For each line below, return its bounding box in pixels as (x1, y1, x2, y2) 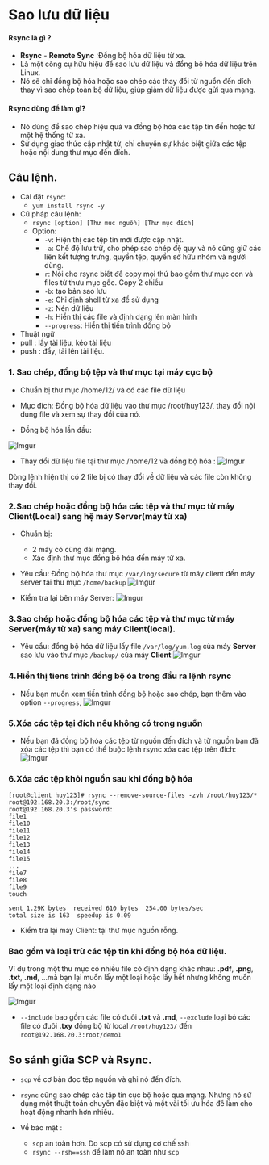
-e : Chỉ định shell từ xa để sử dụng (43, 295, 159, 304)
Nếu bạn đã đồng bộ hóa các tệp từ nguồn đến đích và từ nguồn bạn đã (19, 735, 259, 745)
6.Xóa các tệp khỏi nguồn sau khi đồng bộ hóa (8, 773, 193, 784)
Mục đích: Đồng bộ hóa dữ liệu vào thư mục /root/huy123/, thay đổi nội (19, 400, 255, 410)
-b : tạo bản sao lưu (43, 287, 107, 296)
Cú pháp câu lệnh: (19, 209, 81, 219)
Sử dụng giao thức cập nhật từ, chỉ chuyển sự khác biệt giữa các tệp (19, 139, 247, 149)
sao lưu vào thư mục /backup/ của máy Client (19, 650, 172, 660)
